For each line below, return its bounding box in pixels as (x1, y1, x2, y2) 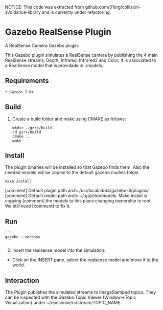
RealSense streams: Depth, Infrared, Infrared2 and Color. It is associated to (5, 57, 157, 63)
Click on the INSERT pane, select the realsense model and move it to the (12, 257, 159, 263)
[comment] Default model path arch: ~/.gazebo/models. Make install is (5, 193, 147, 199)
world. (12, 262, 25, 268)
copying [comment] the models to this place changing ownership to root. (5, 198, 152, 204)
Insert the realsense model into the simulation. (12, 247, 106, 253)
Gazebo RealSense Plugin (5, 26, 112, 38)
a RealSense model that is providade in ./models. (5, 62, 104, 68)
